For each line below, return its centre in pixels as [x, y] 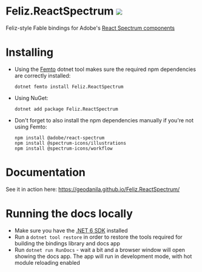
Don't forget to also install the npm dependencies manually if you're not [104, 120]
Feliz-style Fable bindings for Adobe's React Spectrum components [90, 28]
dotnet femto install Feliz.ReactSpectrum [69, 87]
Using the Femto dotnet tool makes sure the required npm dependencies [105, 69]
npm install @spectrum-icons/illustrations [70, 143]
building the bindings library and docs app [67, 243]
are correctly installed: [42, 75]
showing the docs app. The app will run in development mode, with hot [103, 256]
